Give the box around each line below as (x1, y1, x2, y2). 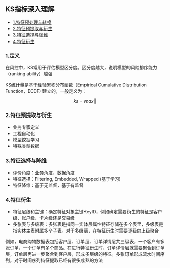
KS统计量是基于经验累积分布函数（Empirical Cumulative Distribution (5, 82, 147, 88)
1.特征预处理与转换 (12, 19, 52, 25)
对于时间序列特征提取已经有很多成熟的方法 (14, 257, 103, 263)
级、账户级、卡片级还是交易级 (12, 215, 75, 221)
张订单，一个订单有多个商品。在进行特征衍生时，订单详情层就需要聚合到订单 (5, 245, 165, 251)
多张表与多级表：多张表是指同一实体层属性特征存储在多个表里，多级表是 (12, 221, 163, 227)
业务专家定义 (12, 124, 39, 130)
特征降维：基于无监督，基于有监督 (12, 182, 84, 188)
